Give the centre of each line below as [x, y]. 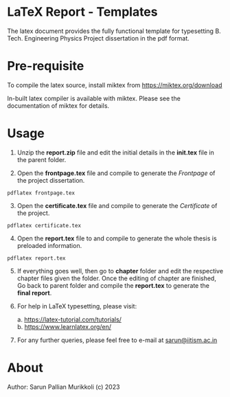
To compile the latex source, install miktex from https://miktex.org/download [115, 85]
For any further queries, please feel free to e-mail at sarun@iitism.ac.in [117, 340]
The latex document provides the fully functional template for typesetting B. [114, 31]
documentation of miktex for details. [58, 105]
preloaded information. [49, 245]
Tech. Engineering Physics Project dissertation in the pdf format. [99, 38]
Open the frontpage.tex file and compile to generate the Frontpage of [116, 173]
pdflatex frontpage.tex [41, 193]
